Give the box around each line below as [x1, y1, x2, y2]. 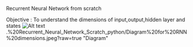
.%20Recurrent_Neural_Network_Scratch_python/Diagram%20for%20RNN [6, 28, 187, 35]
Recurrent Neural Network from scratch [6, 5, 102, 12]
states [6, 23, 21, 29]
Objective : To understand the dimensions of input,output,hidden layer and [6, 16, 185, 23]
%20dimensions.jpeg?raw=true [6, 35, 82, 41]
